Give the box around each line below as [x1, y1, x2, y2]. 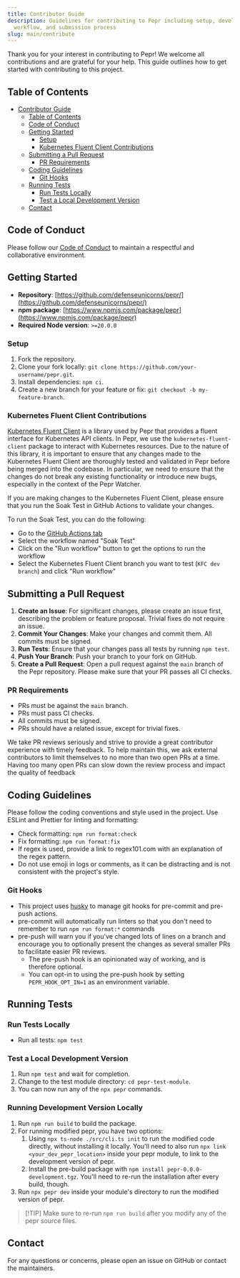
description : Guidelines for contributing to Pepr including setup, [7, 17, 216, 24]
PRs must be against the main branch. [17, 702, 129, 710]
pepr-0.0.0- [166, 1166, 203, 1173]
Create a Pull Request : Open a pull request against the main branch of [17, 660, 224, 669]
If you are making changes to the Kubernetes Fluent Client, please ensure [7, 494, 224, 502]
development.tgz [28, 1173, 77, 1181]
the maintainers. [7, 1264, 55, 1272]
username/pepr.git [17, 371, 73, 379]
